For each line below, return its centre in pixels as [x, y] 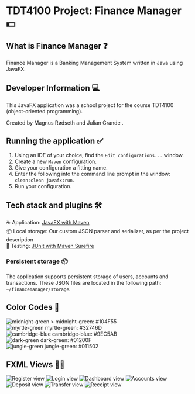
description [20, 240]
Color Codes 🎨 [33, 307]
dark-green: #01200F [66, 340]
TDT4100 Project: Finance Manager [94, 11]
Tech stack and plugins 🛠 [54, 205]
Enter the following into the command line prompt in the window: [93, 174]
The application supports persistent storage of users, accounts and [87, 277]
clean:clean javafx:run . [44, 180]
